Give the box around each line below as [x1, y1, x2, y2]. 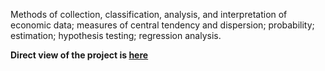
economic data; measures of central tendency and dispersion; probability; [10, 19, 315, 31]
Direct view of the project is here [10, 49, 149, 61]
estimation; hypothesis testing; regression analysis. [10, 30, 222, 41]
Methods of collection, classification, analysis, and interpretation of [10, 9, 288, 20]
